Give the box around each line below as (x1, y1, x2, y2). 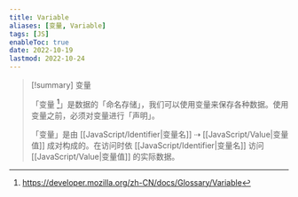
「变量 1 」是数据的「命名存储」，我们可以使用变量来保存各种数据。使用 (30, 98, 289, 109)
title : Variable (9, 12, 69, 22)
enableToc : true (9, 37, 69, 47)
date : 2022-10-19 (9, 46, 74, 55)
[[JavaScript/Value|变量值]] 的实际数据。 (30, 151, 180, 162)
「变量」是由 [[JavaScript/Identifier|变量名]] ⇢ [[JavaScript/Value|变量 (30, 129, 289, 139)
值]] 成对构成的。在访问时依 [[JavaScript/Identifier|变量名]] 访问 (30, 139, 264, 151)
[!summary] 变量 (30, 80, 91, 90)
